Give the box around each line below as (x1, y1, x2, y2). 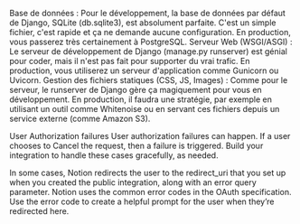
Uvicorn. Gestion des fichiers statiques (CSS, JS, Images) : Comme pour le (9, 75, 288, 85)
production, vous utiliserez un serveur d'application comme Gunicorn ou (9, 65, 279, 76)
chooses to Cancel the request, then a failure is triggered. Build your (9, 140, 264, 151)
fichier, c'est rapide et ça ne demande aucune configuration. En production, (9, 27, 291, 37)
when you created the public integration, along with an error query (9, 177, 258, 188)
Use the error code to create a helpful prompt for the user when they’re (9, 196, 275, 207)
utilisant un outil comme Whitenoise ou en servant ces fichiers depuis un (9, 104, 280, 114)
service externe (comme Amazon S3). (9, 113, 151, 124)
